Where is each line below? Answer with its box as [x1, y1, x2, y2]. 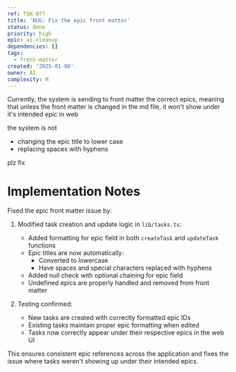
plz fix [7, 159, 25, 167]
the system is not [7, 124, 58, 132]
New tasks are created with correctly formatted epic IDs [27, 314, 192, 322]
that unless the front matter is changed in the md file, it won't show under [7, 103, 221, 111]
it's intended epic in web [7, 110, 79, 118]
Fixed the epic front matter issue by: [7, 206, 113, 215]
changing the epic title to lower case [17, 137, 123, 146]
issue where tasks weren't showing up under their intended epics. [7, 357, 199, 366]
